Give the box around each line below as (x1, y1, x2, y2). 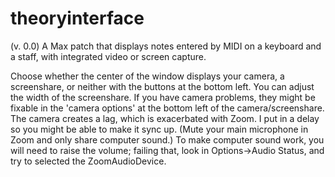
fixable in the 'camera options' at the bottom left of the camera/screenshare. (10, 102, 325, 114)
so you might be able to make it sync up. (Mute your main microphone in (10, 123, 309, 135)
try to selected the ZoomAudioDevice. (10, 155, 167, 167)
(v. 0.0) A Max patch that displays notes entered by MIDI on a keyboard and (10, 40, 322, 52)
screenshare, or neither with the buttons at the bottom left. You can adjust (10, 80, 315, 92)
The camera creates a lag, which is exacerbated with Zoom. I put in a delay (10, 112, 320, 124)
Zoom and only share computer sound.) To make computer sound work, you (10, 133, 325, 146)
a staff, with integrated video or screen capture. (10, 50, 207, 62)
